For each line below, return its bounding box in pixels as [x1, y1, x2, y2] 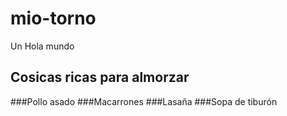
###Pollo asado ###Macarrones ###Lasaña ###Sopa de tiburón [10, 95, 278, 107]
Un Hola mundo [10, 40, 75, 52]
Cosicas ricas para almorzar [10, 69, 190, 86]
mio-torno [10, 7, 97, 30]
